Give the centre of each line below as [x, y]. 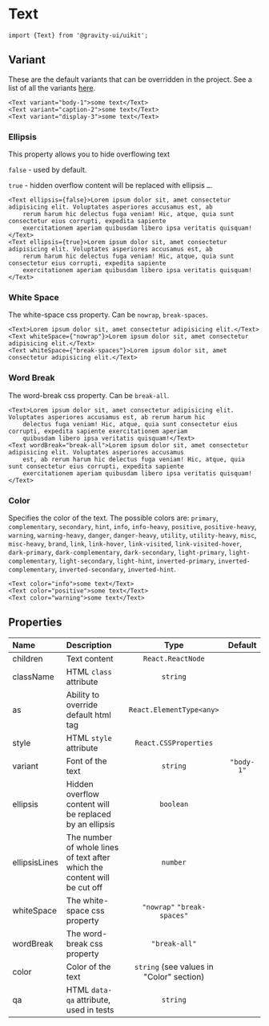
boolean [174, 804]
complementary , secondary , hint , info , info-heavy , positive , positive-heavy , [132, 526]
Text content [90, 658]
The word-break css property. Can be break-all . [89, 395]
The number [89, 837]
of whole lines [92, 847]
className [33, 677]
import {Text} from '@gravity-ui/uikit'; [78, 35]
